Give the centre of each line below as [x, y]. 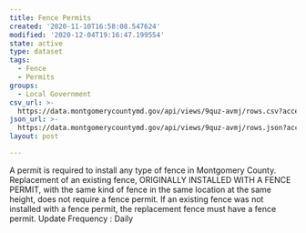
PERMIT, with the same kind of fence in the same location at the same [140, 189]
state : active [36, 43]
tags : [20, 60]
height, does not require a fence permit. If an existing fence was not [137, 199]
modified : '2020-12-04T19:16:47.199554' [87, 35]
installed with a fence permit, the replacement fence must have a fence [143, 208]
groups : [24, 86]
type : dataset [36, 52]
